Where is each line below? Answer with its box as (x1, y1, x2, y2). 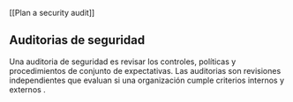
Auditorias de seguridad (9, 33, 146, 47)
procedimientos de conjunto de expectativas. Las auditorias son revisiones (9, 65, 282, 76)
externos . (9, 84, 46, 95)
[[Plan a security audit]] (9, 8, 95, 18)
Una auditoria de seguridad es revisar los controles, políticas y (9, 56, 237, 67)
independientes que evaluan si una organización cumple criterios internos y (9, 75, 285, 85)
